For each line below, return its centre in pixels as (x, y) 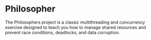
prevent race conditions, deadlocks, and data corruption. (63, 32)
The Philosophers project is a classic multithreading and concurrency (75, 22)
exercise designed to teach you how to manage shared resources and (75, 27)
